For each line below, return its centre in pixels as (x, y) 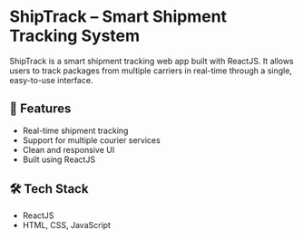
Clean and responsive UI (68, 149)
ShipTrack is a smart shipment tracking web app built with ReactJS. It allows (152, 61)
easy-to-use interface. (51, 80)
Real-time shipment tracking (75, 130)
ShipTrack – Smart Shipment (118, 17)
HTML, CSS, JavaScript (67, 225)
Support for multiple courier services (91, 140)
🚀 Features (40, 109)
